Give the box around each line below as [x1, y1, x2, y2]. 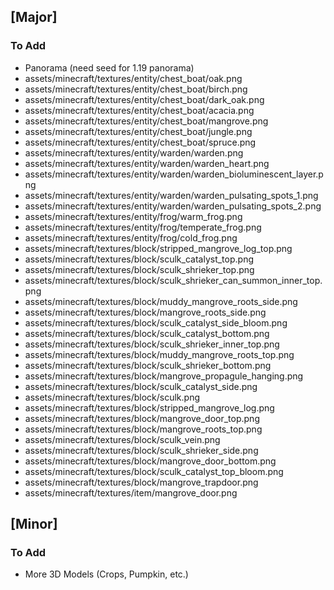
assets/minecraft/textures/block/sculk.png [24, 391, 201, 403]
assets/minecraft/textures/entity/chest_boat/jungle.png [24, 125, 253, 137]
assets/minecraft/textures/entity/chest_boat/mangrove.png [24, 115, 269, 127]
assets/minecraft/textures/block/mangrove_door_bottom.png [24, 455, 277, 467]
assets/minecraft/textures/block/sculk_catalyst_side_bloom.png [24, 316, 288, 329]
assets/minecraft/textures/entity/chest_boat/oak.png [24, 72, 243, 84]
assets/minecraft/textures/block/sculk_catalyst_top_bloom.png [24, 465, 284, 477]
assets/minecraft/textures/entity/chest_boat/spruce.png [24, 136, 257, 148]
